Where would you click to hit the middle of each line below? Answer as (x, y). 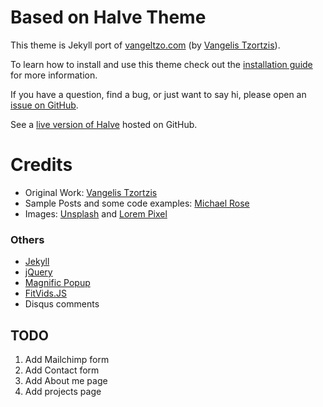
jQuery (38, 272)
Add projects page (63, 391)
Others (27, 239)
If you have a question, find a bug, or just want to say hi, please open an (158, 94)
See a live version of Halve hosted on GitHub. (104, 124)
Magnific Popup (57, 283)
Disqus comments (62, 304)
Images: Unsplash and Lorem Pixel (96, 213)
